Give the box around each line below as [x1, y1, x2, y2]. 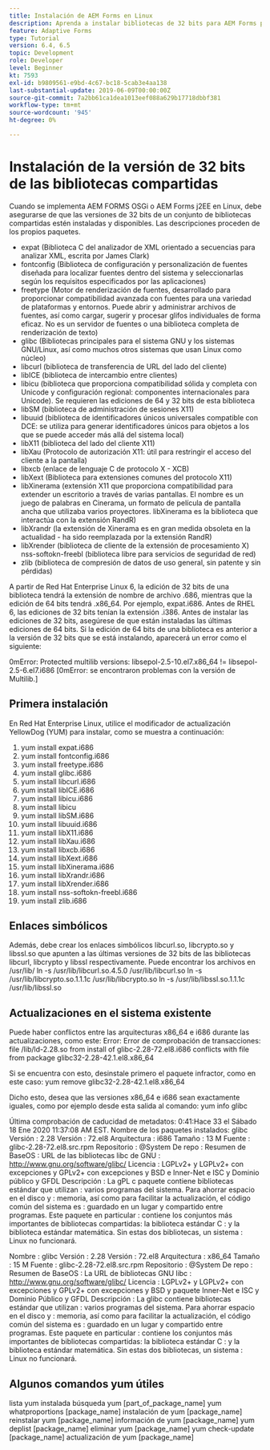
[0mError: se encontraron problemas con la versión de [56, 665, 236, 674]
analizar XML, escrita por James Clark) [20, 250, 150, 261]
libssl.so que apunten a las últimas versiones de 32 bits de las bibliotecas [9, 949, 252, 958]
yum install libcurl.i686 [20, 776, 96, 786]
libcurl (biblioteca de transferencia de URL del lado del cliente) [20, 362, 228, 371]
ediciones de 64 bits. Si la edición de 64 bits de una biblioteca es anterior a [9, 624, 258, 634]
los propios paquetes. [9, 226, 81, 237]
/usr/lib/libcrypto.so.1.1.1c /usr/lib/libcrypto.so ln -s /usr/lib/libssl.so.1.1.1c [9, 974, 245, 984]
